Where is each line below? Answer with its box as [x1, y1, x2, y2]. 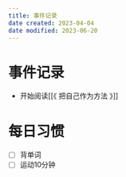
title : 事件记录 [8, 11, 57, 20]
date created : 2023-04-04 [8, 19, 94, 27]
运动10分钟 [19, 160, 56, 170]
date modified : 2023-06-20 [8, 26, 98, 34]
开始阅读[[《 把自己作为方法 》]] [19, 91, 119, 100]
